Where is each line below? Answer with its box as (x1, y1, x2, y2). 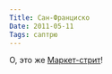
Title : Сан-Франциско (9, 13, 90, 23)
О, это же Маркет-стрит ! (9, 55, 103, 66)
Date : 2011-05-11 (9, 22, 74, 31)
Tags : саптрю (9, 30, 58, 39)
